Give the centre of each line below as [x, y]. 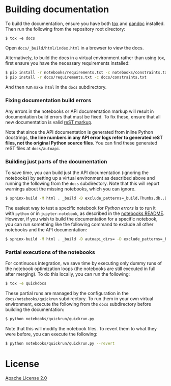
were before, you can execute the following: [51, 334]
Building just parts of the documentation [56, 161]
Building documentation [57, 9]
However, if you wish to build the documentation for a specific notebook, [81, 219]
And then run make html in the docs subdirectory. [56, 87]
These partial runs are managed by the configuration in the [67, 293]
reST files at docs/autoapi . [33, 148]
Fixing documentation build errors [48, 100]
